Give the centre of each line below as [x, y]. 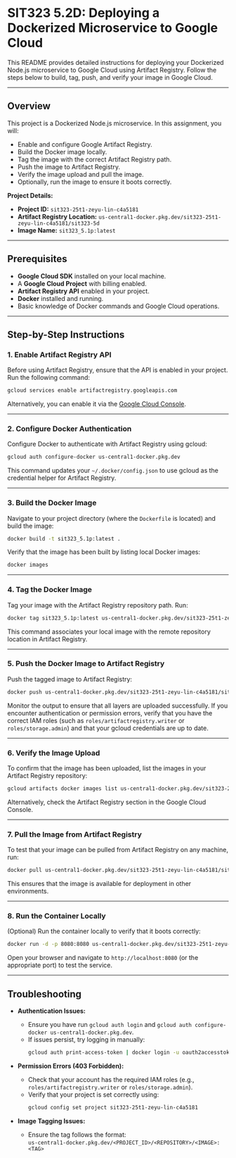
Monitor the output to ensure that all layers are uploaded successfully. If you [118, 706]
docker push [25, 692]
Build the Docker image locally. [62, 152]
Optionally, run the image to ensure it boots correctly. [94, 182]
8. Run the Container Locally [57, 916]
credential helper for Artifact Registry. [62, 478]
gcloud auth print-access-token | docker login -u [104, 1053]
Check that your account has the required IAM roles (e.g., [111, 1079]
